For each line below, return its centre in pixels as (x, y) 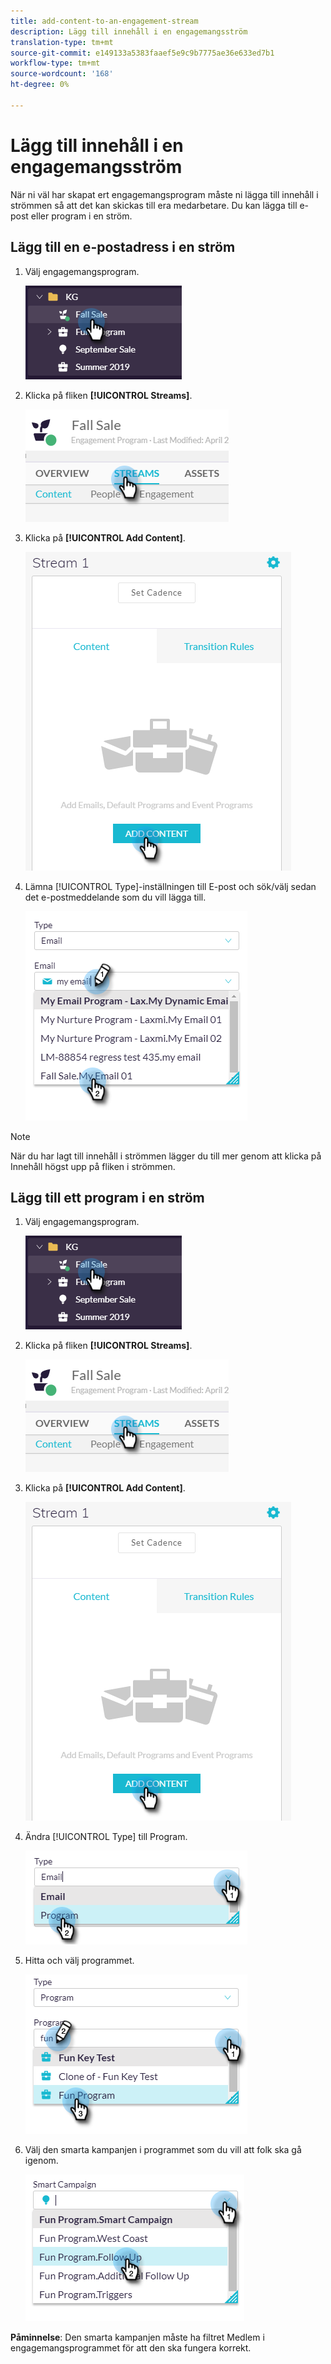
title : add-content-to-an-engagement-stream (104, 21)
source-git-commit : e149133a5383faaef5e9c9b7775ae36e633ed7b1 (142, 53)
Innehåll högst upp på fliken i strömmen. (93, 1166)
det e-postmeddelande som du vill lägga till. (115, 897)
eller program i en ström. (81, 216)
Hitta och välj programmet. (79, 1961)
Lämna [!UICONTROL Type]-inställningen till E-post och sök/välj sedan (170, 886)
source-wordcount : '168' (62, 74)
